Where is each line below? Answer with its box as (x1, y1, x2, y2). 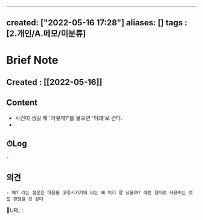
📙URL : (6, 207, 24, 214)
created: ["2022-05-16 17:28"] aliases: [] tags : (6, 17, 187, 28)
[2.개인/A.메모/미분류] (6, 28, 86, 39)
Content (6, 98, 38, 108)
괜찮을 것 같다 (13, 196, 44, 203)
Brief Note (6, 53, 59, 67)
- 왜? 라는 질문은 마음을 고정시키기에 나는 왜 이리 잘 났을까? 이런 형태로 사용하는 (6, 190, 186, 196)
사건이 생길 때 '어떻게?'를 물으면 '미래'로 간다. (14, 114, 123, 121)
